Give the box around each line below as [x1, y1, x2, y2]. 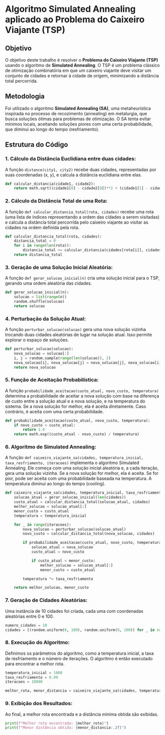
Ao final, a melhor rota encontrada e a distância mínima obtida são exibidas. [5, 711, 159, 717]
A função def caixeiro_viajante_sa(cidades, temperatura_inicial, [5, 455, 144, 461]
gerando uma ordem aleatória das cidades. [5, 280, 92, 286]
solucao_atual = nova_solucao [31, 545, 93, 550]
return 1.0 [23, 427, 45, 432]
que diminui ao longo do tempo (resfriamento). [5, 126, 100, 132]
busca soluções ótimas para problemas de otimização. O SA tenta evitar [5, 116, 151, 122]
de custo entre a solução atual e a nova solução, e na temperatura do [5, 398, 146, 404]
